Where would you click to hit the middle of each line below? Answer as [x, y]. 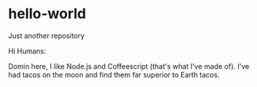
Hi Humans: [27, 51]
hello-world [47, 14]
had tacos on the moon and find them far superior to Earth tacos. [114, 74]
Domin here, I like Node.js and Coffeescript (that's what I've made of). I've [129, 66]
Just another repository [47, 36]
